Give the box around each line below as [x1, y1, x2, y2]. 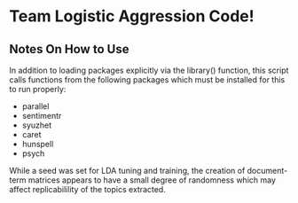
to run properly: [9, 84, 67, 94]
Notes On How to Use [9, 42, 129, 57]
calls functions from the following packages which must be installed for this [9, 74, 286, 85]
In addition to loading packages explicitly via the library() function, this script [9, 65, 289, 75]
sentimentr [21, 111, 62, 121]
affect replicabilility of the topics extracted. [9, 184, 166, 194]
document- [247, 166, 288, 176]
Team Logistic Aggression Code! [9, 6, 255, 27]
